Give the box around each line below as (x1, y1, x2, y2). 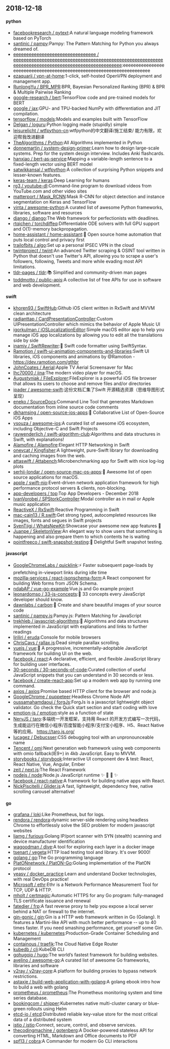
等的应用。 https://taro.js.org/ (13, 728, 75, 735)
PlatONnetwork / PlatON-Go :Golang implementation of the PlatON (13, 860, 151, 866)
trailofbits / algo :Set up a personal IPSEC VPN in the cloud (13, 242, 134, 248)
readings (13, 629, 32, 634)
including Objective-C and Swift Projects (13, 425, 98, 431)
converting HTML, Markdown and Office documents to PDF (13, 1033, 137, 1039)
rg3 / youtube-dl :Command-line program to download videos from (13, 182, 152, 188)
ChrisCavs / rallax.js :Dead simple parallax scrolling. (13, 640, 120, 646)
